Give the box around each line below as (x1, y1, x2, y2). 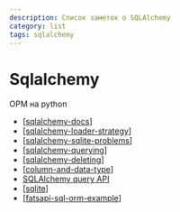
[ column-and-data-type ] (22, 164, 114, 175)
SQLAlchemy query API (22, 173, 110, 185)
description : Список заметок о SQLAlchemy (9, 13, 171, 23)
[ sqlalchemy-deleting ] (22, 154, 104, 165)
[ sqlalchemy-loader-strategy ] (22, 125, 132, 136)
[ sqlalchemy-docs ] (22, 116, 93, 127)
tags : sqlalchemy (9, 30, 75, 39)
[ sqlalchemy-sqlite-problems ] (22, 135, 133, 146)
